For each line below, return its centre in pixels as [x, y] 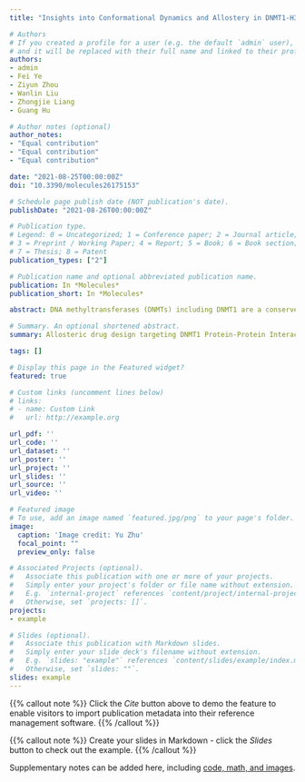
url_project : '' [40, 468]
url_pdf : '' [32, 434]
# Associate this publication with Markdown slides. [115, 644]
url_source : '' [38, 485]
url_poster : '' [38, 460]
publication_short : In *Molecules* [77, 293]
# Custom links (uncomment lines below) [87, 392]
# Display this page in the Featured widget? [97, 367]
